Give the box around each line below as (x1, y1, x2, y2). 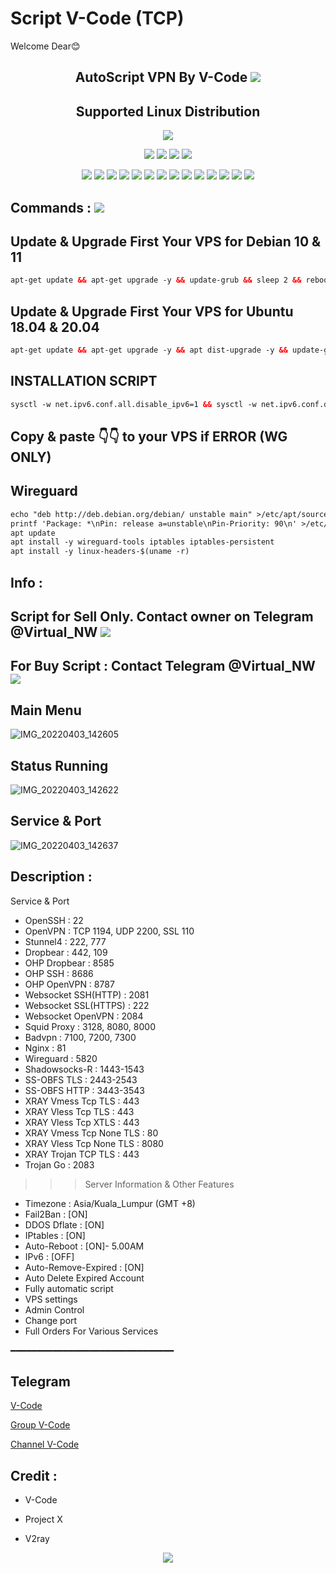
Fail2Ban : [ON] (24, 1208, 88, 1220)
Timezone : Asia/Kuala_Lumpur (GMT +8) (24, 1197, 196, 1209)
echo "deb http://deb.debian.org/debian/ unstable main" (10, 509, 253, 519)
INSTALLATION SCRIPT (10, 373, 158, 390)
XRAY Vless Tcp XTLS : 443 (24, 1116, 140, 1128)
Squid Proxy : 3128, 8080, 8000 (24, 1020, 156, 1032)
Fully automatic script (24, 1282, 114, 1294)
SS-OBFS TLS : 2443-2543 (24, 1073, 138, 1086)
